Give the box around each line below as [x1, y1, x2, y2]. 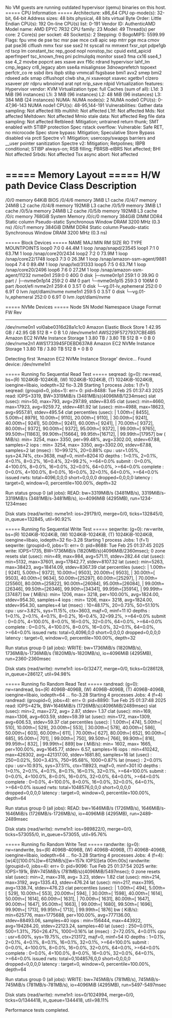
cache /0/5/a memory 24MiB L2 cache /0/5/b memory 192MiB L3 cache [5, 207, 158, 214]
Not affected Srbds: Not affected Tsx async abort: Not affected [5, 151, 138, 157]
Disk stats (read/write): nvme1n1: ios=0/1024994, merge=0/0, [5, 991, 135, 998]
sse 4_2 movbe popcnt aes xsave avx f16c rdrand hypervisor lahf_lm [5, 59, 150, 65]
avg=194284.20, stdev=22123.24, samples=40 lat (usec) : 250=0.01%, [5, 923, 154, 929]
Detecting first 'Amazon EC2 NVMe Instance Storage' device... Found [5, 355, 152, 362]
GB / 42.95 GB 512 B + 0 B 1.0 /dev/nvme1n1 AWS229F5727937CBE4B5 [5, 329, 156, 335]
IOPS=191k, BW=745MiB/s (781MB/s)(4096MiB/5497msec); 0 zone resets [5, 868, 160, 875]
